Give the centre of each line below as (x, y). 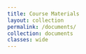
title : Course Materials (43, 14)
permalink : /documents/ (42, 27)
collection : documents (40, 33)
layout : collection (36, 20)
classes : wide (28, 40)
